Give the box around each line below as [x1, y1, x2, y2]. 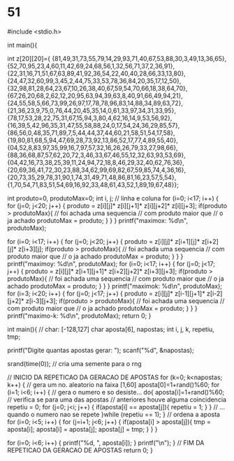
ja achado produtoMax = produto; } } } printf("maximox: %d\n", [7, 216, 189, 224]
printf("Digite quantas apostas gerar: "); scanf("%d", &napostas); [7, 346, 194, 354]
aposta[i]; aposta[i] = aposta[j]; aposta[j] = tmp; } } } [7, 425, 159, 433]
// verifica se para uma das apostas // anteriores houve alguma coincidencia [7, 395, 227, 404]
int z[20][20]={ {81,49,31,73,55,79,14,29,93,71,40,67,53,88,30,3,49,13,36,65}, [7, 54, 227, 63]
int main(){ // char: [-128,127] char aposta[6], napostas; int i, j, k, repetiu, [7, 325, 214, 333]
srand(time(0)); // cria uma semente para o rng [7, 359, 142, 367]
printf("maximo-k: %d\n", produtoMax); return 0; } [7, 312, 152, 320]
